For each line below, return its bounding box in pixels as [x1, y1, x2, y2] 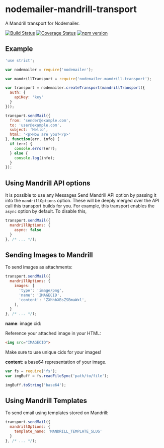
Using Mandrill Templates [5, 397, 87, 405]
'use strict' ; [5, 58, 35, 63]
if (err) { [10, 141, 33, 146]
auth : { [10, 90, 26, 95]
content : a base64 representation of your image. [5, 359, 107, 365]
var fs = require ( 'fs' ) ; [5, 369, 57, 374]
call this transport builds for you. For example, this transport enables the [5, 203, 155, 209]
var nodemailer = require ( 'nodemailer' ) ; [5, 67, 94, 72]
